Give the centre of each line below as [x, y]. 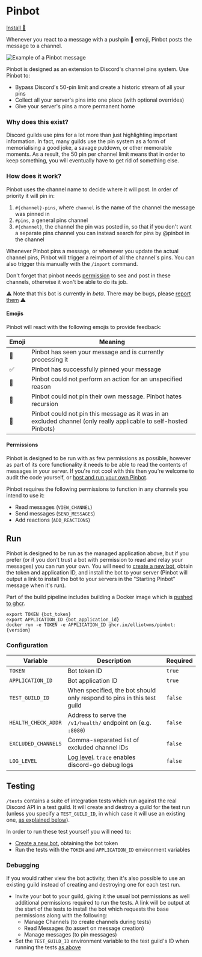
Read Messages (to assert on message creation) [84, 928]
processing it [49, 359]
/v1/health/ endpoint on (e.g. [109, 723]
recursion [44, 404]
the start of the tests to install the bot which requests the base [92, 909]
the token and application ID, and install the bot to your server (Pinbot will [97, 572]
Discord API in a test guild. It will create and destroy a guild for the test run [98, 807]
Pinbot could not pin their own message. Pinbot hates [106, 396]
